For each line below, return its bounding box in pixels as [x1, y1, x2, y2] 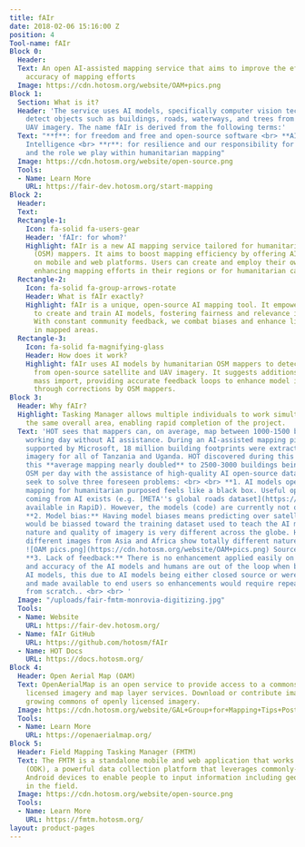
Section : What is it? [17, 97, 100, 107]
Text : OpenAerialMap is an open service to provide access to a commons [17, 680, 299, 689]
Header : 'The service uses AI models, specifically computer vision [17, 106, 282, 115]
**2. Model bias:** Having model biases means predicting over [25, 511, 271, 520]
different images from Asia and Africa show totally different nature [25, 537, 299, 546]
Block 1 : [9, 89, 43, 98]
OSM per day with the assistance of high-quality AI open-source [25, 469, 279, 478]
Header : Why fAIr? [17, 401, 88, 411]
